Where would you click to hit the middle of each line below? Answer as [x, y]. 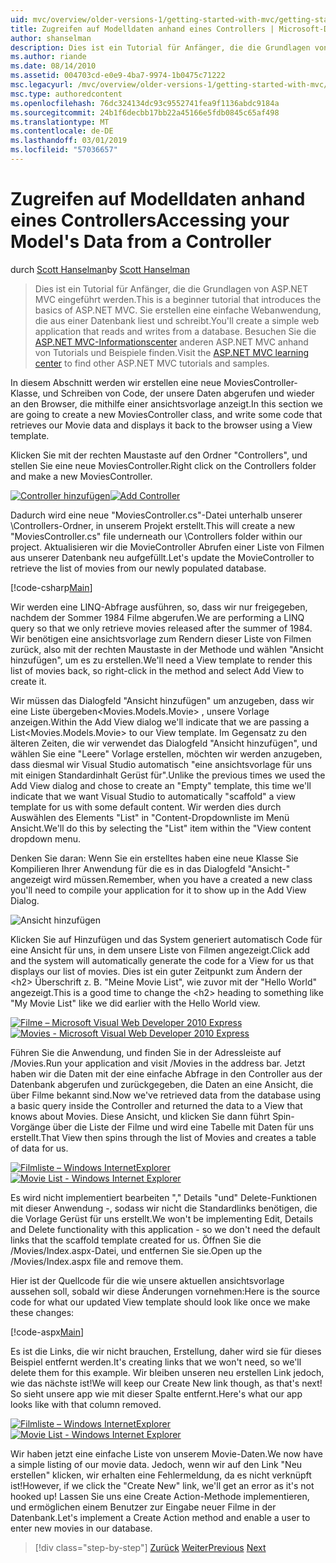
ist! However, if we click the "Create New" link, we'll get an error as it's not [162, 1485]
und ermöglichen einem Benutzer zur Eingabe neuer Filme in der [143, 1507]
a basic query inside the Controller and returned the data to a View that [156, 1105]
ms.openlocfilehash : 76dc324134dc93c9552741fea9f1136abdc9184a [145, 103]
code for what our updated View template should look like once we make [160, 1302]
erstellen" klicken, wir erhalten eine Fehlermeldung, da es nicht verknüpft [161, 1475]
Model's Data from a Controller [141, 242]
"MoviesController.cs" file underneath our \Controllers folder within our [156, 536]
